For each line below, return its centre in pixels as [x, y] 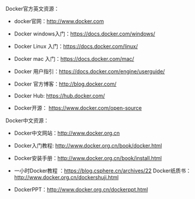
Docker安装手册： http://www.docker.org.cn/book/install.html [88, 158]
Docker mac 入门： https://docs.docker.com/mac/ [74, 59]
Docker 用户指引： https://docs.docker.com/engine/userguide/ [90, 71]
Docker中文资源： [27, 120]
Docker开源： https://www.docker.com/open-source [78, 108]
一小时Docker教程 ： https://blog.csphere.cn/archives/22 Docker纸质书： [103, 171]
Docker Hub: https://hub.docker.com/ [60, 96]
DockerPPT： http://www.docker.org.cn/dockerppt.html [81, 190]
